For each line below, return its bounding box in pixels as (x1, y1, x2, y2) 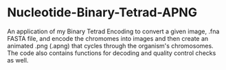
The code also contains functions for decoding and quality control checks (7, 49, 216, 57)
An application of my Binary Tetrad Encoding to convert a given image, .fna (7, 27, 220, 35)
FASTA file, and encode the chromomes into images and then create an (7, 34, 209, 42)
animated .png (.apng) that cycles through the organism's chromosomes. (7, 41, 214, 50)
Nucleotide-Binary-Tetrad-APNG (7, 5, 198, 20)
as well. (7, 56, 29, 64)
